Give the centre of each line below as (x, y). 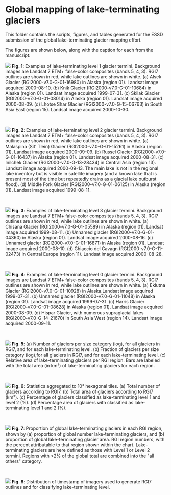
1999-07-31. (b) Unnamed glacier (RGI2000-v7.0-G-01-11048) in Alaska (80, 296)
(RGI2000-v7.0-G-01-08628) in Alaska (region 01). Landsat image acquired (84, 307)
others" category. (24, 461)
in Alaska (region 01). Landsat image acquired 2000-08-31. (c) (99, 157)
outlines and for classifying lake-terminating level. (58, 487)
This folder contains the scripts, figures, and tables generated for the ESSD (84, 34)
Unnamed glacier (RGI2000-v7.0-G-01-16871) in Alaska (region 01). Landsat (85, 243)
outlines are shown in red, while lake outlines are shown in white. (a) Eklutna (86, 285)
